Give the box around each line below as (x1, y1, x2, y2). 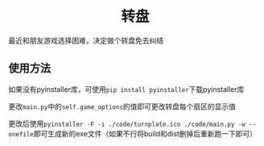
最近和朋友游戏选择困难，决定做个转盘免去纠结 (8, 35, 163, 45)
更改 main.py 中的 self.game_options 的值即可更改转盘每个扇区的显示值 (8, 102, 236, 111)
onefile (8, 130, 35, 138)
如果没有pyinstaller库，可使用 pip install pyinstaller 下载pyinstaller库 (8, 84, 245, 94)
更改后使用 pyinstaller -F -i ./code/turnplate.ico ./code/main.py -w (8, 119, 245, 128)
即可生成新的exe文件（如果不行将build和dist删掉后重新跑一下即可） (33, 128, 258, 138)
